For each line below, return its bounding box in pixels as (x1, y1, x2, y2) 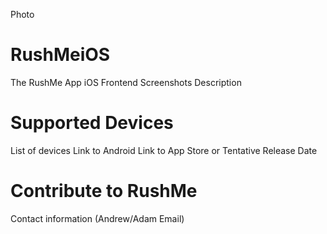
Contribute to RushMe (10, 180, 198, 203)
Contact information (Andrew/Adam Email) (10, 212, 185, 224)
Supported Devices (10, 112, 174, 134)
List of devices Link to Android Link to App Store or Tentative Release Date (10, 144, 318, 156)
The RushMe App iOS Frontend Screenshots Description (10, 76, 242, 88)
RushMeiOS (10, 44, 111, 66)
